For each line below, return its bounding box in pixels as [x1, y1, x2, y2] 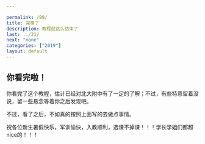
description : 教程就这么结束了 [6, 26, 79, 32]
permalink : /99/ [6, 14, 48, 20]
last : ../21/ [6, 31, 40, 37]
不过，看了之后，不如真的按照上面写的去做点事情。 [6, 110, 135, 118]
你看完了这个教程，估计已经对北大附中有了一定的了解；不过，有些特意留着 [6, 90, 193, 97]
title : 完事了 [6, 20, 40, 26]
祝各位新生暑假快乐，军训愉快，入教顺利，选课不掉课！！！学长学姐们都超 [6, 123, 193, 131]
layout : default [6, 48, 48, 55]
